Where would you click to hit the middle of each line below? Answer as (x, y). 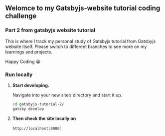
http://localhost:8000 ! (37, 128)
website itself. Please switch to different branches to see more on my (76, 46)
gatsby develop (28, 109)
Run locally (19, 74)
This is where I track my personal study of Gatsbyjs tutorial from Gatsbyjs (81, 41)
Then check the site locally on (44, 118)
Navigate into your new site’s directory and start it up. (67, 95)
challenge (21, 16)
